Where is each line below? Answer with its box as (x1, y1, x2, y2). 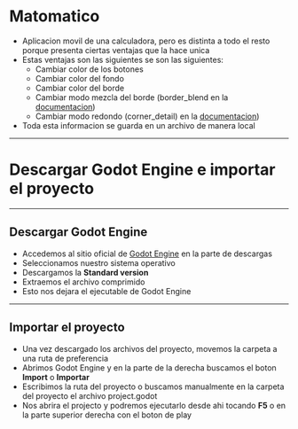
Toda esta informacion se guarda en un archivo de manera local (21, 120, 255, 130)
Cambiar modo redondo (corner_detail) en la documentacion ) (35, 111, 260, 121)
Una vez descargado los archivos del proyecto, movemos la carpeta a (21, 343, 278, 354)
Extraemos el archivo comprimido (21, 277, 145, 287)
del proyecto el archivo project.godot (21, 390, 158, 401)
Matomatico (9, 6, 100, 27)
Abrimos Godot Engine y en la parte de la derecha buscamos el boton (21, 362, 277, 373)
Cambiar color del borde (35, 82, 125, 93)
